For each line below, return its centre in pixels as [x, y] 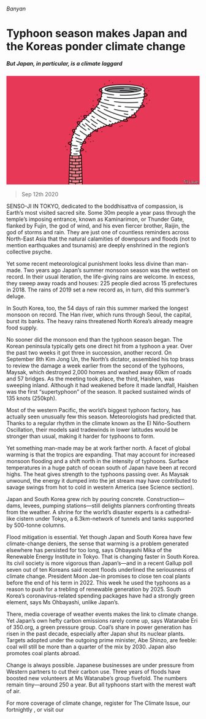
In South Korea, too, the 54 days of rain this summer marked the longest [97, 308]
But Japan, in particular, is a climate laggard [64, 64]
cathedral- [178, 512]
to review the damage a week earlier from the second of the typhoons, [96, 366]
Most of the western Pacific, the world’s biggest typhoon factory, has [93, 410]
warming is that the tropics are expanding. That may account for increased [101, 455]
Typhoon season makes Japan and [97, 33]
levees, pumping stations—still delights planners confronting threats [109, 506]
